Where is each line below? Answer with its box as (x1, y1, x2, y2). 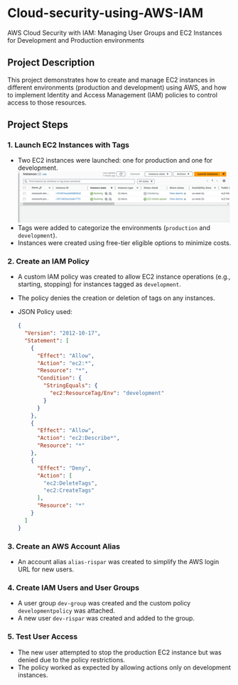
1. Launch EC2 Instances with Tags (7, 140, 130, 150)
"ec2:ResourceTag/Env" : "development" (49, 389, 165, 397)
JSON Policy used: (17, 308, 72, 316)
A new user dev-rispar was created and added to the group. (17, 614, 195, 622)
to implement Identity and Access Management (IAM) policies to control (7, 90, 218, 99)
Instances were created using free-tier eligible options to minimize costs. (17, 238, 232, 247)
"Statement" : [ (24, 337, 70, 344)
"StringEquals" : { (43, 382, 98, 389)
